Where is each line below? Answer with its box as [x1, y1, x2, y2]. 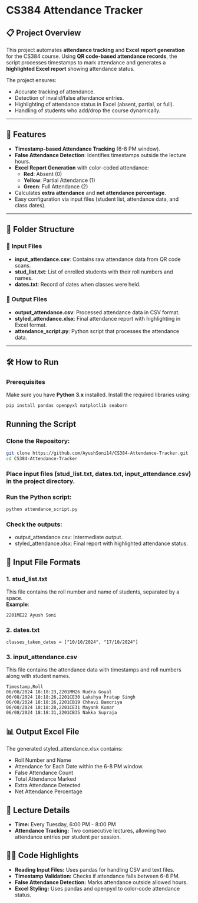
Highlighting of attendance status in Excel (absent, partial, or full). [14, 101, 174, 107]
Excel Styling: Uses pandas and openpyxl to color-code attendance [14, 885, 180, 892]
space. [6, 594, 23, 601]
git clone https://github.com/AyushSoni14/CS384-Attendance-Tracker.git [6, 450, 189, 457]
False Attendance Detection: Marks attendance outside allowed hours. [14, 878, 188, 886]
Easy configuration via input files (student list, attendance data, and [14, 195, 179, 203]
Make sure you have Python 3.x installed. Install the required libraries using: [6, 391, 191, 399]
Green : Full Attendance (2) [23, 182, 88, 190]
